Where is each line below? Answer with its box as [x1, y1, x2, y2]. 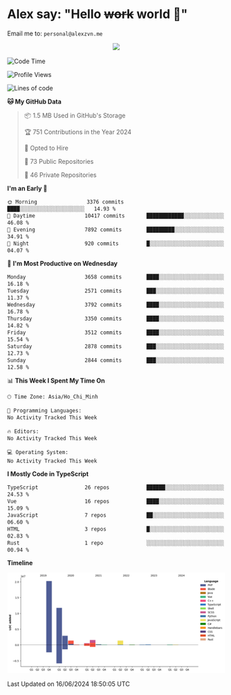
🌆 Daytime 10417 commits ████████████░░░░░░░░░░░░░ [7, 212, 225, 219]
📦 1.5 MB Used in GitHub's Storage [24, 111, 126, 119]
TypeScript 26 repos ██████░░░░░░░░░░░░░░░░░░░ [7, 484, 225, 491]
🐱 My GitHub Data [7, 97, 62, 106]
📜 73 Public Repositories [24, 157, 94, 165]
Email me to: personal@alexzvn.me [7, 29, 103, 37]
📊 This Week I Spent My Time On [7, 376, 105, 385]
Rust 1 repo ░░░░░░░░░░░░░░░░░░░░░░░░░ [7, 539, 225, 546]
